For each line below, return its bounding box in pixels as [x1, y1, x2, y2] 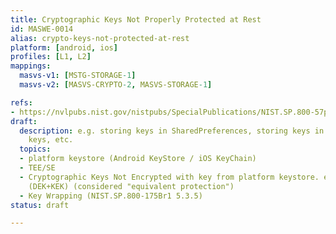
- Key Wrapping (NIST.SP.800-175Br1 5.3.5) [19, 191, 203, 201]
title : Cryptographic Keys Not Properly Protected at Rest [10, 14, 262, 25]
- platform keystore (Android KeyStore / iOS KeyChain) [19, 154, 257, 164]
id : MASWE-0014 [10, 24, 74, 34]
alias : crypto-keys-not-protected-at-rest [10, 33, 190, 43]
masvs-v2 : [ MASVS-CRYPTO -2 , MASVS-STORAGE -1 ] [19, 80, 213, 90]
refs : [10, 97, 33, 108]
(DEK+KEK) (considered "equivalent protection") [28, 181, 235, 191]
